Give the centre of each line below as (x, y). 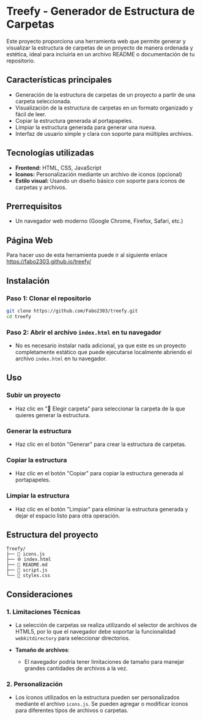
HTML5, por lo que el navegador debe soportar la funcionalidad (95, 632)
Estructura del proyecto (53, 534)
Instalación (28, 280)
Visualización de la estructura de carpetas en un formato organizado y (104, 108)
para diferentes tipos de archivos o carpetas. (72, 710)
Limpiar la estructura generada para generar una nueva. (86, 127)
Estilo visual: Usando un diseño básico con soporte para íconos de (100, 180)
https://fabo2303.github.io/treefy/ (49, 262)
